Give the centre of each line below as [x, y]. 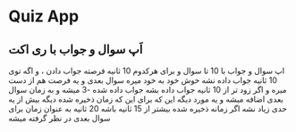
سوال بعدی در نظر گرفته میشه [59, 118]
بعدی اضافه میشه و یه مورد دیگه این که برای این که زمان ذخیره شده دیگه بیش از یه [146, 99]
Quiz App [44, 16]
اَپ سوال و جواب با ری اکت [76, 49]
